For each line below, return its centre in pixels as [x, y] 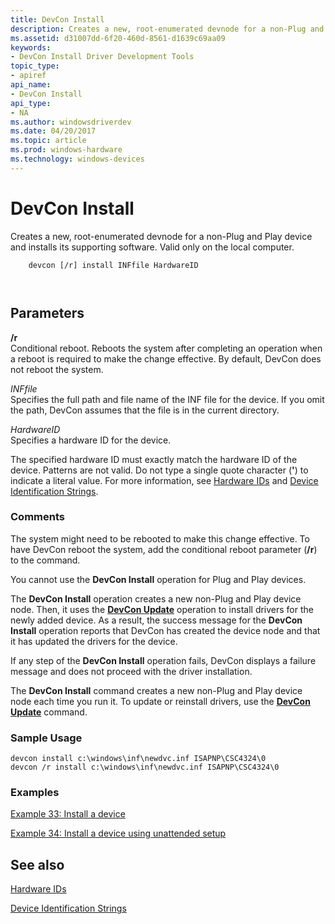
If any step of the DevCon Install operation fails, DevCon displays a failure [163, 660]
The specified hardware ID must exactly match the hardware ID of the [154, 459]
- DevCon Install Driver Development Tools [102, 57]
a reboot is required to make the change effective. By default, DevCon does [166, 358]
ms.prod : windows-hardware [66, 150]
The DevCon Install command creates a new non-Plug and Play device [156, 690]
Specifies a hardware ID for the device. [91, 440]
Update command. [49, 712]
